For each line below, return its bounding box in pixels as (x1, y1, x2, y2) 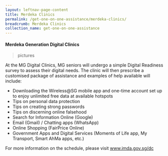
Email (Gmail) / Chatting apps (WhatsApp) (12, 119, 99, 125)
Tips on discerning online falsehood (12, 109, 87, 115)
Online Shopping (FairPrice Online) (12, 125, 84, 131)
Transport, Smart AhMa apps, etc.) (12, 135, 84, 141)
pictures (17, 52, 35, 58)
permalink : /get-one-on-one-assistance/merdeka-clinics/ (5, 16, 127, 21)
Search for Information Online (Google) (12, 114, 93, 120)
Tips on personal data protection (12, 98, 80, 104)
